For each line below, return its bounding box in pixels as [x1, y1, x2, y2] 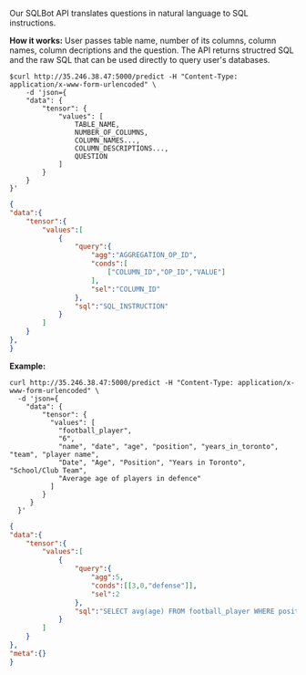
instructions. [9, 17, 56, 28]
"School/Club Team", [9, 465, 88, 475]
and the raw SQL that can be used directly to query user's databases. [9, 55, 270, 65]
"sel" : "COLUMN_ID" [90, 285, 161, 294]
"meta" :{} [9, 649, 47, 658]
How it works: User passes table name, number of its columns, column [9, 36, 277, 46]
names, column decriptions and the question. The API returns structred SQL [9, 45, 294, 56]
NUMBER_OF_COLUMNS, [74, 128, 148, 137]
